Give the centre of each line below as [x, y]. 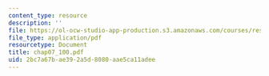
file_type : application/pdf [55, 38]
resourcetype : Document [48, 45]
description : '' [35, 23]
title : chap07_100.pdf [46, 52]
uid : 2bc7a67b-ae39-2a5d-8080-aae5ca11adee [82, 60]
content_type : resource [48, 15]
